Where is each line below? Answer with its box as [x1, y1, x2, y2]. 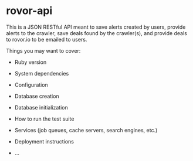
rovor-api [6, 4, 53, 18]
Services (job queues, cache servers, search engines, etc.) [14, 126, 158, 133]
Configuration [14, 81, 48, 88]
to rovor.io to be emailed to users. [6, 36, 87, 43]
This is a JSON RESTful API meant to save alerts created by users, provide [6, 23, 186, 30]
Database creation [14, 93, 60, 100]
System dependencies [14, 70, 69, 77]
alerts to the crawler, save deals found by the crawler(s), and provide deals [6, 29, 188, 36]
